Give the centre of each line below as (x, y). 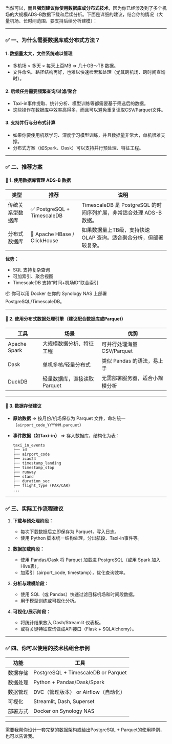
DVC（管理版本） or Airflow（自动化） (79, 692)
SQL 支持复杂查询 (31, 270)
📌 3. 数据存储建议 (24, 406)
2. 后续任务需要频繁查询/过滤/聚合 (41, 91)
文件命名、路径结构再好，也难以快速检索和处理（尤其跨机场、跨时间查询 (89, 72)
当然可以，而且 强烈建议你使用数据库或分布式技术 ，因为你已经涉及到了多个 (84, 8)
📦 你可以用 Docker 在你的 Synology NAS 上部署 (56, 293)
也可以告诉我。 (21, 736)
